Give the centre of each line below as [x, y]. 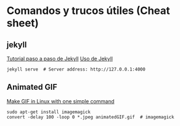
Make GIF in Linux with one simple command [60, 101]
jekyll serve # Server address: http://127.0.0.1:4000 [76, 69]
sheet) [23, 23]
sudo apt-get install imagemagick [49, 112]
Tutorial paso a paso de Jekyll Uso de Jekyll [60, 59]
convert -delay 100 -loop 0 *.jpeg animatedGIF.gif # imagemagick [91, 117]
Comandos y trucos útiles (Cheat [88, 11]
